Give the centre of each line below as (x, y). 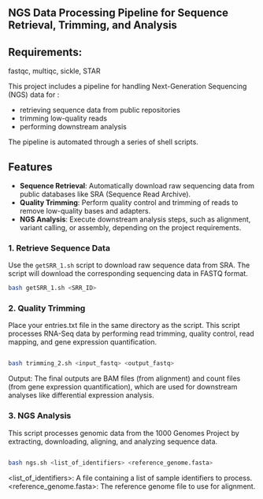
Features (30, 167)
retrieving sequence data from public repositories (100, 110)
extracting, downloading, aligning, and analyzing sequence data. (113, 441)
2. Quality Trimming (47, 308)
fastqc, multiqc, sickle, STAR (54, 71)
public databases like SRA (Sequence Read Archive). (105, 194)
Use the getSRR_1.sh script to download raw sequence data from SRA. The (129, 265)
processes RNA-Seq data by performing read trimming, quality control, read (131, 333)
